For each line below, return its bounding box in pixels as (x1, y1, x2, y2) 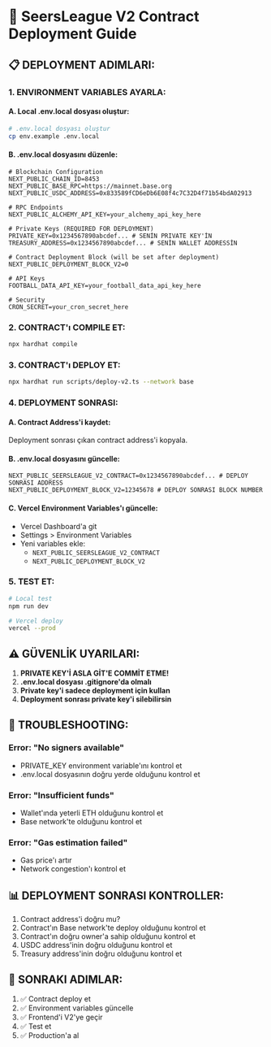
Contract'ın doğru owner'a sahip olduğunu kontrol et (19, 932, 196, 941)
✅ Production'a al (19, 1031, 80, 1040)
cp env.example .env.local (8, 132, 100, 141)
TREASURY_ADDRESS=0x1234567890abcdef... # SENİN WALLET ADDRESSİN (8, 239, 238, 247)
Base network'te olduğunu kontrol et (19, 817, 143, 827)
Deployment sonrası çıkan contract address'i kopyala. (8, 435, 188, 445)
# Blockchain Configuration (8, 167, 104, 176)
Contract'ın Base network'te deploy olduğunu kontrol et (19, 923, 206, 933)
